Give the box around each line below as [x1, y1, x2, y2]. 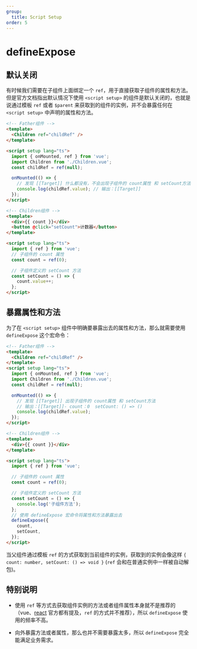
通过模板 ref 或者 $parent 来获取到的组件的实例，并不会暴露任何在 [11, 102, 173, 109]
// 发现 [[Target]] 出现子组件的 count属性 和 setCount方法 [17, 398, 156, 404]
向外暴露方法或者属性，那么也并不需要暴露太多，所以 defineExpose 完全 [14, 629, 189, 636]
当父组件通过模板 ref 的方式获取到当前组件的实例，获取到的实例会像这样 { [6, 551, 187, 558]
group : [6, 8, 22, 15]
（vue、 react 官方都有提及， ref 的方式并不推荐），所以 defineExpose [14, 609, 182, 616]
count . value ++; [17, 278, 54, 284]
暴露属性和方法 [6, 307, 61, 317]
